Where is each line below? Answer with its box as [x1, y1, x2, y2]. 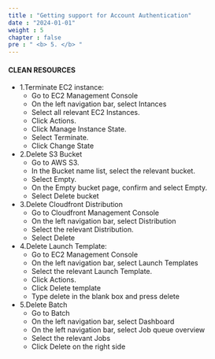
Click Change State [31, 141, 95, 150]
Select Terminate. [31, 133, 89, 142]
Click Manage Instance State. [31, 124, 127, 134]
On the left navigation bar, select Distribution [31, 217, 176, 226]
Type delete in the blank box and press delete [31, 292, 180, 302]
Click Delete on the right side [31, 342, 126, 351]
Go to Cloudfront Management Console [31, 208, 160, 217]
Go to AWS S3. [31, 158, 80, 168]
